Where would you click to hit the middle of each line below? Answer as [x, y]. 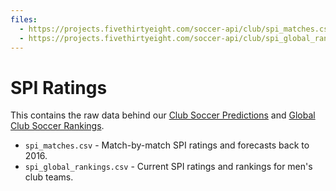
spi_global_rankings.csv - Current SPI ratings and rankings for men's [168, 167]
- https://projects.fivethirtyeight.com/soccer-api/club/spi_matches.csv [176, 29]
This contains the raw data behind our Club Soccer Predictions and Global [163, 115]
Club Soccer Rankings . [57, 126]
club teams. [49, 177]
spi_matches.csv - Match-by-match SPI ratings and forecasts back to [167, 145]
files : [24, 19]
